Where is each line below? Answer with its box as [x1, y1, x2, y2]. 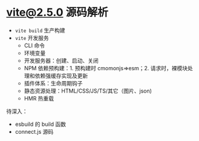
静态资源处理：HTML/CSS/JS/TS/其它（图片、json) [24, 87, 152, 94]
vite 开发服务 [15, 34, 50, 41]
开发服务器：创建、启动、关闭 [24, 57, 99, 64]
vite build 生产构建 [15, 27, 65, 34]
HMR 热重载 [24, 94, 54, 102]
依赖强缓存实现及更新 [34, 72, 88, 79]
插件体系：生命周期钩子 [24, 79, 83, 87]
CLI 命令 [24, 42, 45, 49]
